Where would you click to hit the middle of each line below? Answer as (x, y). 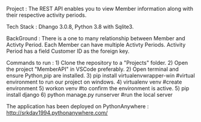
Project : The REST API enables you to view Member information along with (100, 9)
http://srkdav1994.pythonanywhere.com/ (57, 113)
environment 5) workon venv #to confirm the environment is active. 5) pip (98, 88)
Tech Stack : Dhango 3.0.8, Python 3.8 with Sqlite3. (70, 27)
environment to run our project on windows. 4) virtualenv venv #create (94, 82)
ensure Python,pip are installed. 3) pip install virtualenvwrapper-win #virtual (101, 75)
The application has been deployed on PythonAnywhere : (78, 106)
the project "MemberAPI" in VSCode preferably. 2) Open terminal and (93, 69)
